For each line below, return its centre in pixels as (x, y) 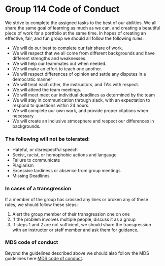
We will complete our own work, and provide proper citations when (80, 110)
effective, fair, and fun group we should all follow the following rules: (74, 38)
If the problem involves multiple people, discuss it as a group (74, 219)
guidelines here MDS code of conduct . (44, 258)
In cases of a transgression (38, 189)
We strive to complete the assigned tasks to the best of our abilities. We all (81, 23)
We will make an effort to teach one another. (57, 69)
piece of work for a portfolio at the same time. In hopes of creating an (76, 33)
